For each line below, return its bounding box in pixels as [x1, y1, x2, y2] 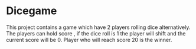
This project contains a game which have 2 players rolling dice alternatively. [6, 24, 191, 31]
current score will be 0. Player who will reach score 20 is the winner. [6, 36, 172, 43]
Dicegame [6, 4, 57, 18]
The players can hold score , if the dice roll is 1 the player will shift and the [6, 30, 186, 37]
